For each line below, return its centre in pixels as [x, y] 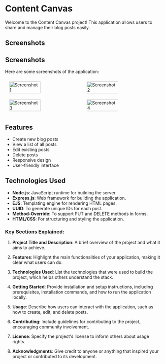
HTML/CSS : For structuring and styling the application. [68, 219]
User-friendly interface [35, 165]
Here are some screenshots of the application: [52, 72]
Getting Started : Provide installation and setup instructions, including [82, 287]
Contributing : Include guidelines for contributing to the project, [76, 322]
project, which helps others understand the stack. [63, 277]
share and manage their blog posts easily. [48, 27]
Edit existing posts [31, 149]
